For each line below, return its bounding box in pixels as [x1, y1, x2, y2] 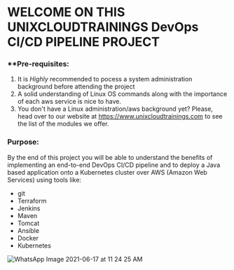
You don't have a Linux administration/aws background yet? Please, [17, 104, 214, 113]
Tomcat [17, 219, 40, 227]
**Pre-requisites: [7, 59, 70, 69]
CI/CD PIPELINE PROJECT [7, 34, 160, 50]
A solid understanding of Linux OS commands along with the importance [17, 90, 228, 98]
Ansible [17, 226, 40, 235]
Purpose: [7, 137, 40, 147]
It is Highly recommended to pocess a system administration [17, 75, 193, 83]
